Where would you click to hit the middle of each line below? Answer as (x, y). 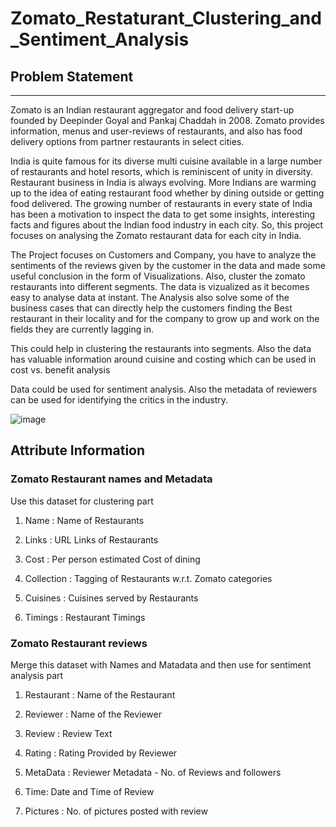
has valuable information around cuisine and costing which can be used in (163, 359)
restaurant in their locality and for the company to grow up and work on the (165, 318)
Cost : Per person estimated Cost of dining (112, 559)
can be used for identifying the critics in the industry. (119, 400)
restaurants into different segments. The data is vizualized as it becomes (160, 286)
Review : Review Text (68, 733)
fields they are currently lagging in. (82, 329)
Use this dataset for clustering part (82, 501)
